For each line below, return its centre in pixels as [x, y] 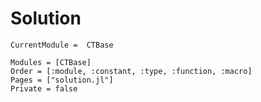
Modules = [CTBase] [51, 62]
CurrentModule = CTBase [62, 45]
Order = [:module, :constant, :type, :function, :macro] [131, 71]
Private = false [44, 88]
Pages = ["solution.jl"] [62, 80]
